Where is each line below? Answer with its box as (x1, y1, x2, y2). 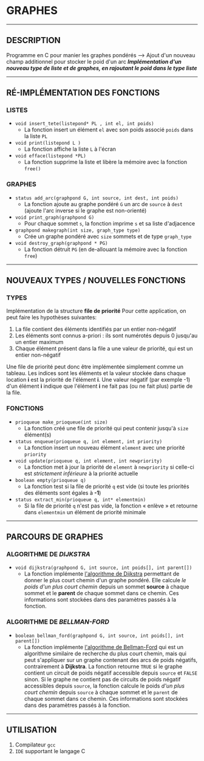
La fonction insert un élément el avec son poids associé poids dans (24, 126, 194, 134)
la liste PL (24, 133, 47, 140)
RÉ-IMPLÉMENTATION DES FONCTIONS (6, 88, 160, 98)
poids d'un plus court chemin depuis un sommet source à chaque (24, 583, 189, 590)
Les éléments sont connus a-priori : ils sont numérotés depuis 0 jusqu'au (15, 332, 198, 339)
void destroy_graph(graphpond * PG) (15, 240, 108, 246)
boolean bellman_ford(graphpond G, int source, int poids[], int (15, 633, 184, 639)
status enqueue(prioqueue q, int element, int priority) (15, 438, 163, 444)
